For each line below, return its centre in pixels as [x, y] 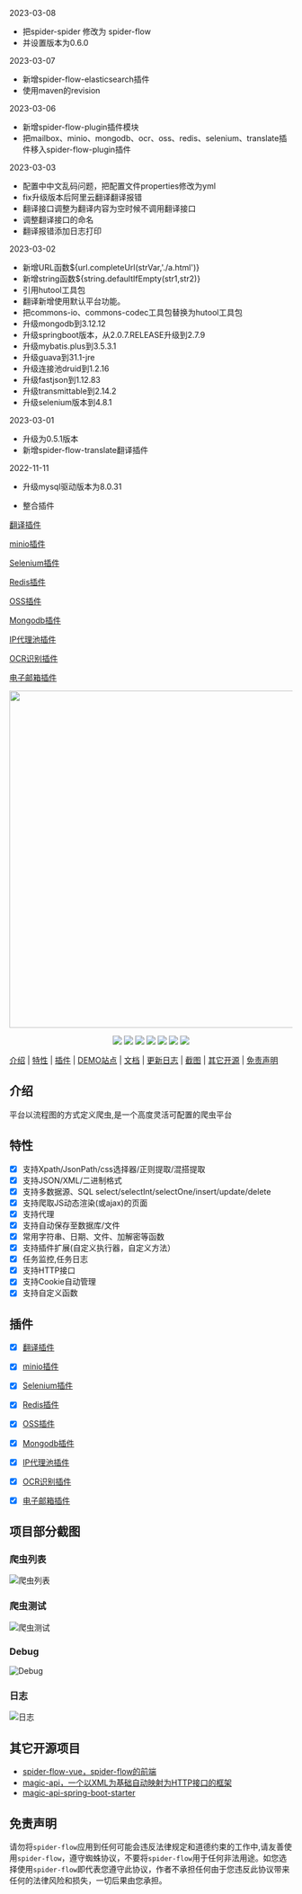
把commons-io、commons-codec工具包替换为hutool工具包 [132, 312]
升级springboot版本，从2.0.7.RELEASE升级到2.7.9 [114, 335]
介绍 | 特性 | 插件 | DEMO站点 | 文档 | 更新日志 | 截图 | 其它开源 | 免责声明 [144, 1060]
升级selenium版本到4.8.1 [67, 402]
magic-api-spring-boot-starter [79, 1793]
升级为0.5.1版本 [50, 439]
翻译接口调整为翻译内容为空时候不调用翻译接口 [109, 209]
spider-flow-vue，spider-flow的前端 [89, 1772]
